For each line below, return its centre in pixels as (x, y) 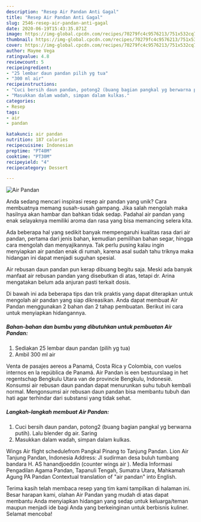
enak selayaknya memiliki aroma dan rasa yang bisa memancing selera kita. (100, 221)
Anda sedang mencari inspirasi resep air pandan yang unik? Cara (86, 202)
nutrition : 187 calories (37, 140)
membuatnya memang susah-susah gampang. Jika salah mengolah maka (97, 208)
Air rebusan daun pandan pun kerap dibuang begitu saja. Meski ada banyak (99, 269)
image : (14, 34)
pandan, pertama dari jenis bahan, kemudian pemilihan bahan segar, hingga (100, 239)
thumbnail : (20, 40)
